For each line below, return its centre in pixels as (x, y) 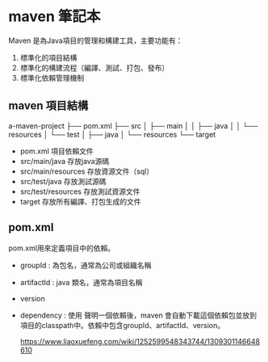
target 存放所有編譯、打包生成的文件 (80, 201)
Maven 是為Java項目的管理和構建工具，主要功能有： (96, 40)
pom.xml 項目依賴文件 (57, 151)
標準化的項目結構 (48, 57)
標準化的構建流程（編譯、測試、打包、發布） (94, 67)
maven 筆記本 (54, 17)
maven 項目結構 (48, 106)
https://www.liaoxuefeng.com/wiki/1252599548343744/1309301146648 (140, 341)
